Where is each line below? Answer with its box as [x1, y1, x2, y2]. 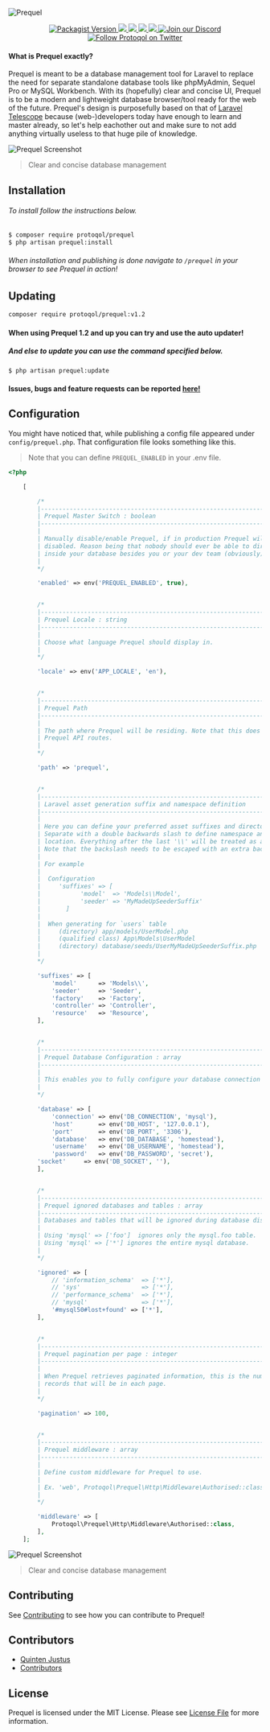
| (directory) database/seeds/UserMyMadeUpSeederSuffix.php [37, 942, 257, 951]
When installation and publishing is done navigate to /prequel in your [8, 256, 239, 266]
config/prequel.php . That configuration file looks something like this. [8, 437, 236, 447]
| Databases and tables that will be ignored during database [37, 1216, 250, 1225]
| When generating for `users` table [37, 920, 167, 928]
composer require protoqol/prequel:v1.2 [8, 311, 146, 319]
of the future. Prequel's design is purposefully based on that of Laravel [8, 103, 243, 113]
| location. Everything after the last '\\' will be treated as [37, 838, 257, 846]
